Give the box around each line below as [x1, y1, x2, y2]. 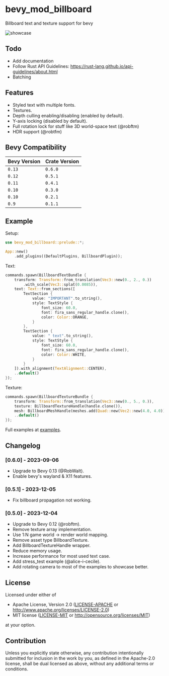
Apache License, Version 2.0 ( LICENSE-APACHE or [12, 602, 119, 608]
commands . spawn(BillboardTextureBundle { [5, 394, 94, 399]
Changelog [5, 441, 41, 450]
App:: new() [5, 249, 28, 255]
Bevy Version [8, 158, 41, 165]
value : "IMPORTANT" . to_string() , [32, 296, 102, 301]
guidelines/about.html [12, 68, 58, 74]
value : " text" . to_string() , [32, 333, 94, 339]
